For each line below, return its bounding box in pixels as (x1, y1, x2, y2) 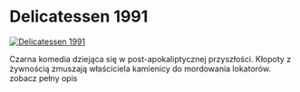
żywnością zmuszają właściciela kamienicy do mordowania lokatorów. (9, 63, 272, 74)
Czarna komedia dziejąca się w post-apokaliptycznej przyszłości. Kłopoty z (9, 53, 292, 64)
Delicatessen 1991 (9, 6, 149, 27)
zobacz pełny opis (9, 72, 78, 83)
